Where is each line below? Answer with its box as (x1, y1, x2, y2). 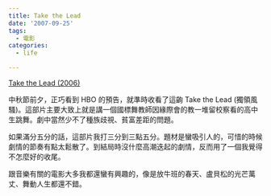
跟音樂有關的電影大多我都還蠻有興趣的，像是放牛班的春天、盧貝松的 (8, 169, 235, 178)
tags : (8, 27, 27, 35)
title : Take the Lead (8, 11, 81, 20)
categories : (8, 42, 48, 50)
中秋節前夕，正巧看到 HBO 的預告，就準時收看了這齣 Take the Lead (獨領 (8, 95, 252, 104)
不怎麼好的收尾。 (8, 152, 65, 161)
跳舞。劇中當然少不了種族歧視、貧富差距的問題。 (15, 115, 178, 125)
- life (15, 49, 38, 57)
